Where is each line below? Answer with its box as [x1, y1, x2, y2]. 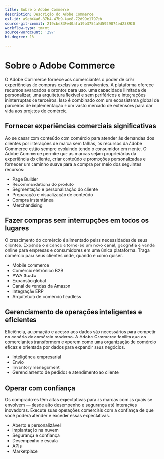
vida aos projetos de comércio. [5, 108, 68, 114]
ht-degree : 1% [5, 35, 34, 40]
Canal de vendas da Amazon [12, 283, 71, 289]
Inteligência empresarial [12, 354, 61, 360]
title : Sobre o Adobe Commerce [5, 7, 69, 12]
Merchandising [12, 202, 43, 208]
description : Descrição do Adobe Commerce [5, 12, 94, 17]
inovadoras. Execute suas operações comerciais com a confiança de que [5, 407, 154, 413]
